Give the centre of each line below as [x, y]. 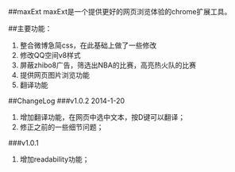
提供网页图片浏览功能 [54, 75]
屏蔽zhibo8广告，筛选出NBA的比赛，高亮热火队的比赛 [108, 65]
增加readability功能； [54, 159]
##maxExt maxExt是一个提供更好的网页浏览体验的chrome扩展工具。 [120, 11]
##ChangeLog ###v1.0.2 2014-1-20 [67, 101]
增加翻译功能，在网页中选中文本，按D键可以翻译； [102, 117]
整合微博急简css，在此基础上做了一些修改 [88, 45]
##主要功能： [30, 29]
